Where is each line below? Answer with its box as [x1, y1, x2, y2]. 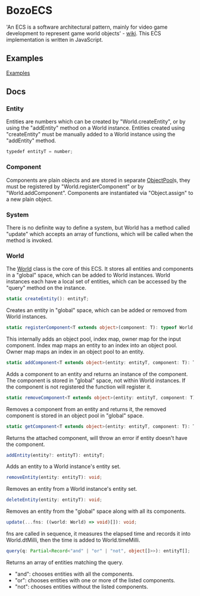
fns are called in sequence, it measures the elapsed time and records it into [6, 530, 191, 537]
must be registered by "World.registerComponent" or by [6, 183, 144, 190]
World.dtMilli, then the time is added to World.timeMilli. [6, 536, 140, 544]
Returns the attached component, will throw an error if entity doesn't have [6, 434, 187, 441]
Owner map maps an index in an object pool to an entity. [6, 348, 145, 355]
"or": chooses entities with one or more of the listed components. [14, 576, 176, 583]
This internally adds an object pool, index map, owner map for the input [6, 335, 182, 343]
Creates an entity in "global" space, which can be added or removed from [6, 307, 187, 314]
